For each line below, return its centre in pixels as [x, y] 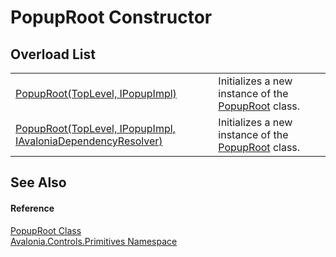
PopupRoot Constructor [111, 17]
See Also [38, 182]
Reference [32, 208]
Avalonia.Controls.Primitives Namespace [94, 241]
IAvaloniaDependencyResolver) [89, 141]
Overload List [53, 54]
